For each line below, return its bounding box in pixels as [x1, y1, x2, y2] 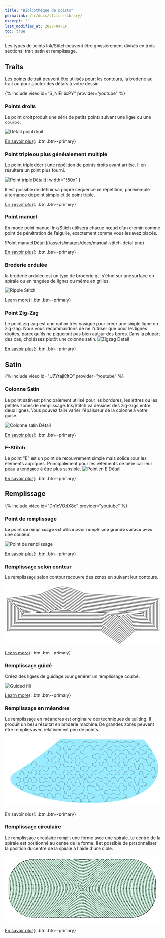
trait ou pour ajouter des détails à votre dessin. [5, 81, 100, 86]
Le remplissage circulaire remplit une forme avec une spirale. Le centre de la [5, 835, 161, 841]
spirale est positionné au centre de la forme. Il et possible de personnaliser [5, 840, 157, 846]
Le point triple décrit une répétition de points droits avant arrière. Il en [5, 162, 146, 168]
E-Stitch [5, 444, 26, 451]
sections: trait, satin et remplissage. [5, 48, 77, 54]
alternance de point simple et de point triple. [5, 192, 95, 198]
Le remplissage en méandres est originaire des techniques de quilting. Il [5, 716, 151, 722]
